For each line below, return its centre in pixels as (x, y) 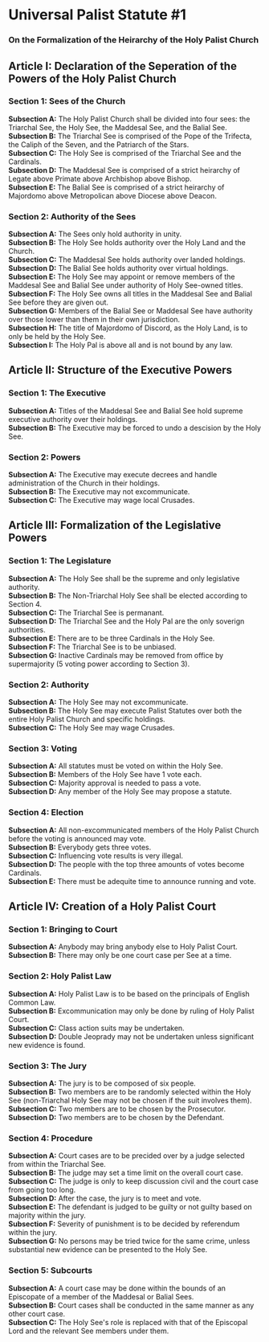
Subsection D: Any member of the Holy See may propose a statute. (120, 792)
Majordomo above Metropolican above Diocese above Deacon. (112, 195)
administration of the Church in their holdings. (84, 483)
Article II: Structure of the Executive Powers (120, 370)
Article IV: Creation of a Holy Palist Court (112, 907)
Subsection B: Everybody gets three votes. (80, 847)
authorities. (27, 629)
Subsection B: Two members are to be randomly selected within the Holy (130, 1091)
